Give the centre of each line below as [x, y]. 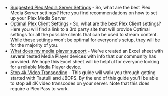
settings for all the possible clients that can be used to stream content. [84, 34]
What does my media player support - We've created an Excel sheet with [87, 51]
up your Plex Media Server [38, 18]
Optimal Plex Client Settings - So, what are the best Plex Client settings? [86, 23]
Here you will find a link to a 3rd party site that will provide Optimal [80, 29]
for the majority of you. [34, 45]
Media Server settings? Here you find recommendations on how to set [83, 13]
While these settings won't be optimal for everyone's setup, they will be [85, 40]
